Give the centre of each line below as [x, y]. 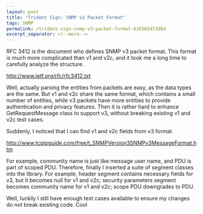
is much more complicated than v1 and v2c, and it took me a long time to [97, 58]
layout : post [23, 12]
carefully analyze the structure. [45, 65]
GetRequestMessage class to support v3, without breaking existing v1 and [98, 113]
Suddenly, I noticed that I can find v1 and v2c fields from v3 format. [90, 131]
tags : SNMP [20, 23]
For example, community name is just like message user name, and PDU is [99, 161]
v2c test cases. [25, 120]
